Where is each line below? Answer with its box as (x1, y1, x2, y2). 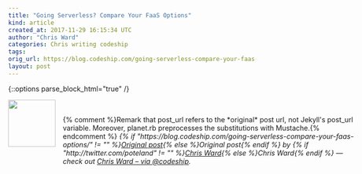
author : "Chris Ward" (8, 33, 79, 42)
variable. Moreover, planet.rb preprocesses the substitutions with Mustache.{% (62, 123, 320, 132)
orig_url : (8, 56, 41, 63)
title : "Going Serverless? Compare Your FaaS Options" (8, 11, 192, 20)
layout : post (8, 63, 51, 71)
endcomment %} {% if (62, 131, 135, 141)
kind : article (8, 19, 55, 27)
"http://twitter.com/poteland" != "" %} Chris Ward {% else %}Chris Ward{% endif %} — (62, 148, 344, 158)
